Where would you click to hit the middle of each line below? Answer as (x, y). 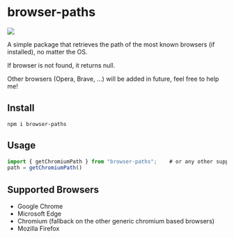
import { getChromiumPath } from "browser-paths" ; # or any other (110, 161)
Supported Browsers (53, 190)
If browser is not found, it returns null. (61, 65)
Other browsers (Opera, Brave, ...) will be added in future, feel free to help (113, 79)
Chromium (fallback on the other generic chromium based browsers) (116, 221)
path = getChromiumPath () (45, 168)
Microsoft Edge (39, 214)
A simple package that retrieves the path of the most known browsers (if (111, 44)
